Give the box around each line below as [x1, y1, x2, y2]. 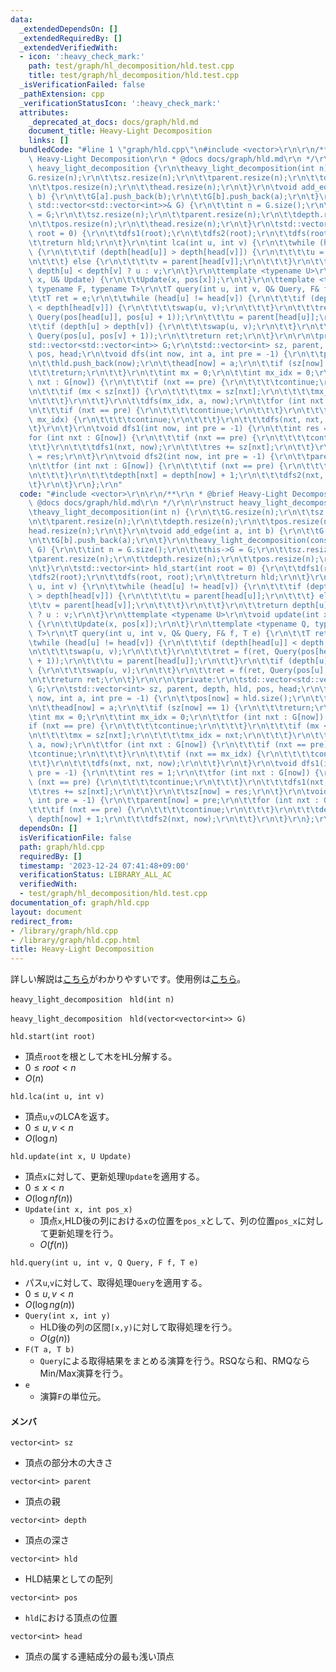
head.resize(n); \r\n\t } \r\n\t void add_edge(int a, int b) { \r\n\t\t [28, 526, 320, 536]
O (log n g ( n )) [24, 1299, 75, 1311]
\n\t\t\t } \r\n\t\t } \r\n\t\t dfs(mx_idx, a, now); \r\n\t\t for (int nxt [28, 396, 325, 406]
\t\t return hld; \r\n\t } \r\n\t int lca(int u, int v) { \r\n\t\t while [28, 237, 315, 248]
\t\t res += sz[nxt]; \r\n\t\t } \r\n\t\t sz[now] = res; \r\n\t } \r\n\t [28, 786, 311, 796]
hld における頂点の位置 [24, 1612, 118, 1624]
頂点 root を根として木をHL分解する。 [24, 1051, 178, 1063]
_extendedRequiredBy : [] [19, 33, 123, 43]
